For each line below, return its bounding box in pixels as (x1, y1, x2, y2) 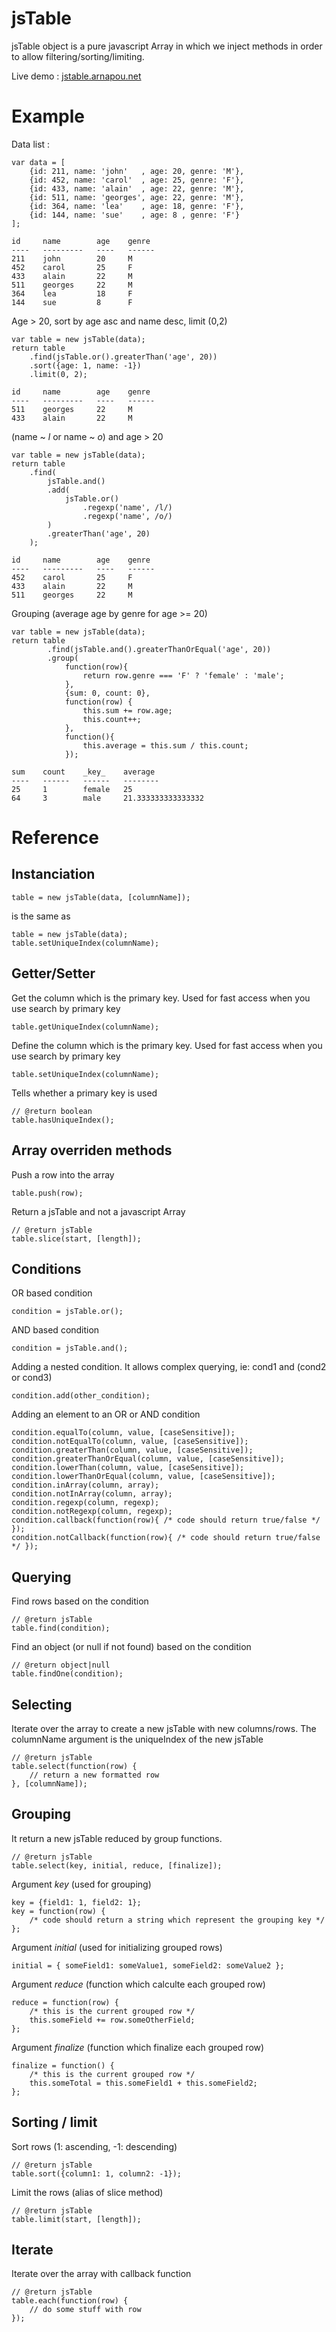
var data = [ (11, 157, 66, 167)
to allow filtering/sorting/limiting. (11, 50, 145, 62)
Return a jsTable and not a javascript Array (11, 1205, 186, 1217)
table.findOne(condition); (11, 1669, 124, 1679)
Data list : (11, 138, 51, 150)
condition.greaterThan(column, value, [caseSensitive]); (11, 1445, 254, 1456)
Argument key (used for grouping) (11, 1878, 152, 1890)
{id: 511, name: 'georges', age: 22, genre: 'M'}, (29, 192, 245, 202)
